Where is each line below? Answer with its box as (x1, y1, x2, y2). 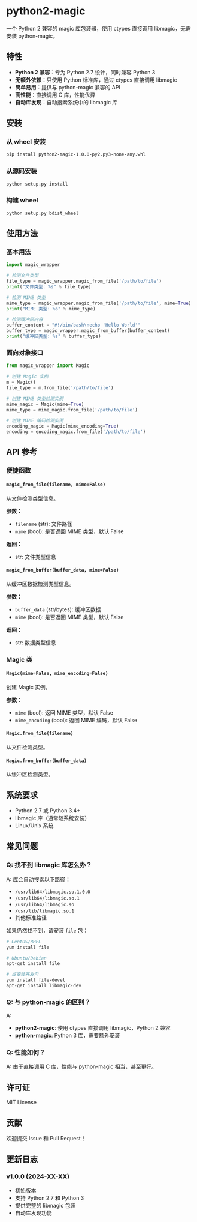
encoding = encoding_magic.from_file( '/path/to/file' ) (6, 429, 146, 435)
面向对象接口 (6, 348, 44, 357)
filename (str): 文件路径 (14, 520, 73, 527)
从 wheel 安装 (6, 138, 46, 146)
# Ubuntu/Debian (6, 955, 47, 961)
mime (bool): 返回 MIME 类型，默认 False (14, 709, 114, 716)
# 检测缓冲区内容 (6, 316, 43, 322)
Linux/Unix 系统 (14, 822, 54, 829)
